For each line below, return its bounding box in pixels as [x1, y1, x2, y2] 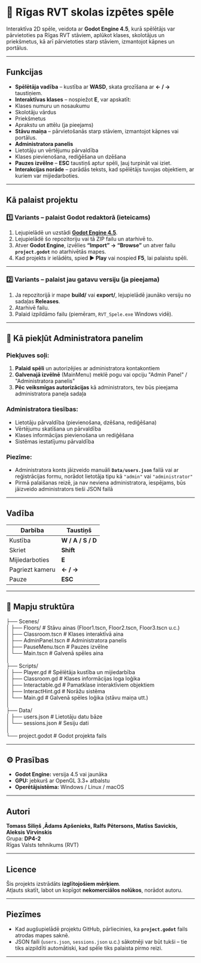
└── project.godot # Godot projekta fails [6, 732, 107, 739]
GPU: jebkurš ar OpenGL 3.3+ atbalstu [14, 777, 110, 784]
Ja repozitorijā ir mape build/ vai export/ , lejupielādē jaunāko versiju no [14, 291, 191, 298]
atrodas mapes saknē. [14, 931, 70, 938]
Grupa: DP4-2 [6, 835, 41, 842]
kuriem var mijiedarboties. [14, 172, 80, 179]
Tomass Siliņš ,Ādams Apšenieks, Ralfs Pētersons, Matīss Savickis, [6, 822, 178, 830]
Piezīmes [6, 909, 41, 920]
